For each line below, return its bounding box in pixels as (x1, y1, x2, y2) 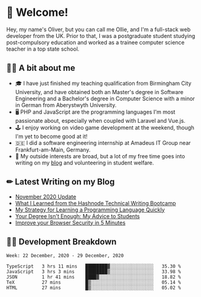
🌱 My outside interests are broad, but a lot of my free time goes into (15, 152, 185, 159)
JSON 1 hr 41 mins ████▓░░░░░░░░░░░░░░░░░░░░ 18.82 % (6, 274, 182, 280)
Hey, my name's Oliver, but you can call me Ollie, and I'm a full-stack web (6, 26, 191, 33)
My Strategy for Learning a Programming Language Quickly (15, 206, 165, 213)
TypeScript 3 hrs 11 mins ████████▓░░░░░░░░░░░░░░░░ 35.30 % (6, 263, 182, 269)
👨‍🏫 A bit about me (6, 63, 76, 73)
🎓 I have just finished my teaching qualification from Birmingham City (15, 79, 192, 87)
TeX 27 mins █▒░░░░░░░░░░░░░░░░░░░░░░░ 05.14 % (6, 279, 182, 286)
